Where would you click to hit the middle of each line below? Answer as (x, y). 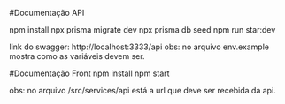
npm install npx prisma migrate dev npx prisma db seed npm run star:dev (142, 30)
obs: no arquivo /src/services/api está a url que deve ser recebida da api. (142, 90)
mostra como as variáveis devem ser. (77, 56)
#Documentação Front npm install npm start (89, 73)
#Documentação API (47, 13)
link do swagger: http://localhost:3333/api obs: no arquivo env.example (139, 47)
